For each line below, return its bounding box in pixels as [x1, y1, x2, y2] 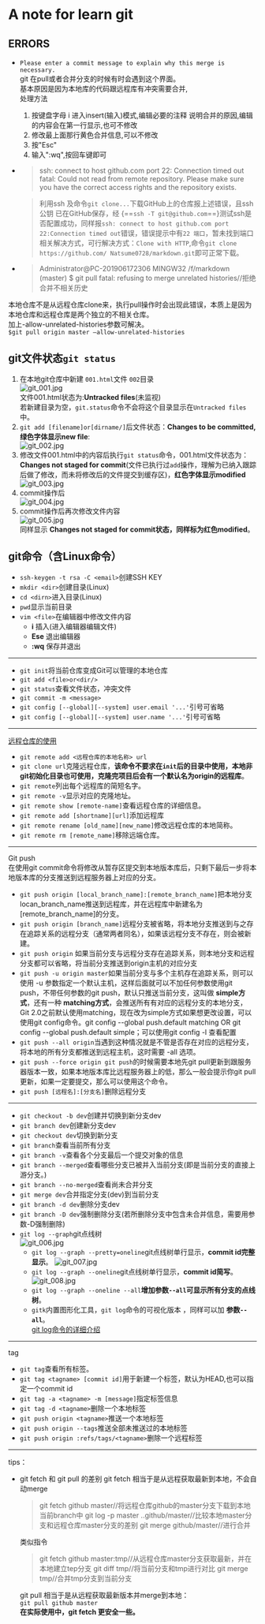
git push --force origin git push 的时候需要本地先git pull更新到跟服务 [19, 1057, 252, 1066]
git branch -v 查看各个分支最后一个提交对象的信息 [19, 1150, 184, 1159]
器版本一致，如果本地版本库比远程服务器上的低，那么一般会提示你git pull [19, 1066, 256, 1076]
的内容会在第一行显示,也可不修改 [31, 121, 138, 129]
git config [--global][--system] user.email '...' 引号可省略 [19, 702, 225, 711]
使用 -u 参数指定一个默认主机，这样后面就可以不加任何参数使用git [19, 978, 233, 987]
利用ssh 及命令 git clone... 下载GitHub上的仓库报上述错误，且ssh [39, 199, 254, 208]
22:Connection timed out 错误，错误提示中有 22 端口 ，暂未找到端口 [39, 229, 254, 237]
